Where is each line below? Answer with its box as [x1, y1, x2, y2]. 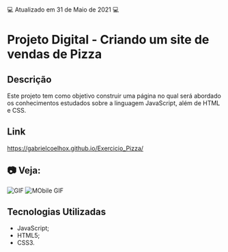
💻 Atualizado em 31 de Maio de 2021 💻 [7, 5, 119, 14]
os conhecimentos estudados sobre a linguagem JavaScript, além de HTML [7, 99, 220, 107]
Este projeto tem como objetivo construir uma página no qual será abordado [7, 92, 222, 100]
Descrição [7, 74, 52, 85]
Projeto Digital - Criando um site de [7, 32, 210, 48]
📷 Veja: [7, 165, 41, 176]
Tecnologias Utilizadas [7, 206, 106, 218]
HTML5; [16, 232, 40, 240]
